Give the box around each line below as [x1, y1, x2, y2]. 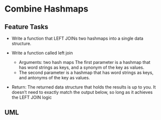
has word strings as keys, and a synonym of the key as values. [18, 64, 144, 70]
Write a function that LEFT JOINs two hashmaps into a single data [11, 35, 144, 41]
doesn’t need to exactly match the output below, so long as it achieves [11, 90, 153, 95]
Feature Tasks [4, 23, 49, 31]
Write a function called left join [11, 50, 73, 56]
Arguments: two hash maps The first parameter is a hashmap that [18, 60, 151, 65]
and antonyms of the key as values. [18, 75, 90, 80]
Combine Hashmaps [4, 3, 89, 15]
